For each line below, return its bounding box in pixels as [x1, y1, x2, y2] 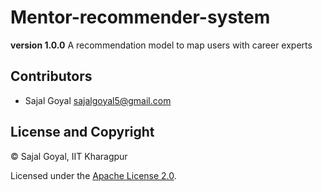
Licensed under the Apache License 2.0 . [10, 169, 177, 181]
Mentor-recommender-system [10, 6, 271, 29]
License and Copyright [10, 124, 155, 141]
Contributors [10, 68, 93, 85]
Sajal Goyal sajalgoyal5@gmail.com [24, 94, 172, 106]
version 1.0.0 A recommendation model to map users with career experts [10, 39, 313, 51]
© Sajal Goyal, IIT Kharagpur [10, 150, 128, 162]
